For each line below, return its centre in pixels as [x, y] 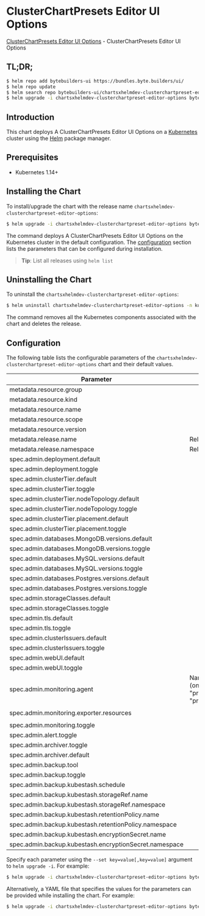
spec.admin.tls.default [41, 618]
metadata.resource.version [48, 429]
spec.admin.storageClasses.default [60, 599]
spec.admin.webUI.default [47, 658]
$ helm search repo [31, 92]
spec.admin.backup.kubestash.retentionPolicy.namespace [93, 825]
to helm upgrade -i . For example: [48, 866]
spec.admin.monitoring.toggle [52, 725]
